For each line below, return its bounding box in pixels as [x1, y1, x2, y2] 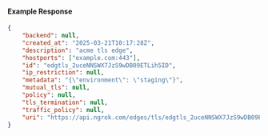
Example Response [7, 6, 73, 16]
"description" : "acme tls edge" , [22, 46, 134, 54]
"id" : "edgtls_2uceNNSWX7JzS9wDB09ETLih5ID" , [22, 61, 177, 70]
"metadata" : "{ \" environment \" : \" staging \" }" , [22, 76, 183, 84]
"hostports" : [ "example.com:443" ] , [22, 54, 141, 62]
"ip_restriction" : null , [22, 69, 105, 77]
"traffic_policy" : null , [22, 106, 105, 114]
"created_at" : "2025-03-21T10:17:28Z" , [22, 38, 155, 47]
